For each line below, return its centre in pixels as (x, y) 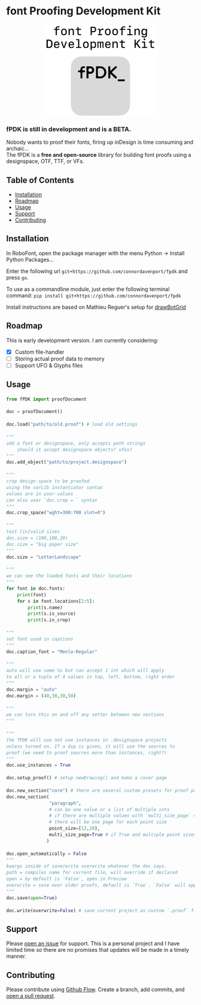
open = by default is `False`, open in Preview (67, 879)
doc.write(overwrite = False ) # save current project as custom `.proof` (97, 910)
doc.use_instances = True (38, 765)
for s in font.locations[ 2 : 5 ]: (56, 601)
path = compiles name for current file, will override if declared (92, 873)
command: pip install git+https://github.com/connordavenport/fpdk (94, 295)
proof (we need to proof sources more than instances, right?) (87, 752)
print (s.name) (45, 608)
